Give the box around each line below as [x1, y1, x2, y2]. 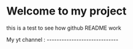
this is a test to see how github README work [6, 24, 121, 31]
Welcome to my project [6, 4, 127, 18]
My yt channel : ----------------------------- [6, 36, 118, 43]
